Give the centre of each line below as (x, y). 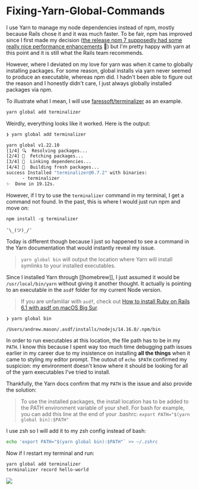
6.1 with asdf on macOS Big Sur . (60, 307)
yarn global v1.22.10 (33, 145)
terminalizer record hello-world (48, 470)
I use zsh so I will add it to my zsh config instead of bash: (76, 431)
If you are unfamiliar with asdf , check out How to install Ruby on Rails (105, 301)
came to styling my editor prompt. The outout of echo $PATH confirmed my (97, 360)
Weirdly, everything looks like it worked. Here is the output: (78, 123)
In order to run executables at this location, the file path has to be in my (93, 341)
